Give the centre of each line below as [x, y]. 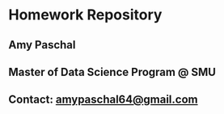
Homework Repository [85, 15]
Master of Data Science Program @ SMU [112, 72]
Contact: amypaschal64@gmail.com [103, 100]
